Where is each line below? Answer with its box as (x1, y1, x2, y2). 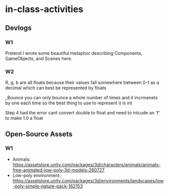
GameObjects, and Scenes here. (5, 55, 72, 61)
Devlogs (5, 24, 32, 32)
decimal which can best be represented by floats (5, 85, 107, 91)
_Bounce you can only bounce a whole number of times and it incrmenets (5, 95, 158, 101)
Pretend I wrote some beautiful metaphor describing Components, (5, 50, 143, 56)
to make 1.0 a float (5, 115, 43, 121)
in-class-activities (5, 4, 84, 15)
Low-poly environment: (12, 172, 61, 178)
